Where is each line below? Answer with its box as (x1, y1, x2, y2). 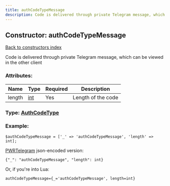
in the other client (5, 59, 42, 66)
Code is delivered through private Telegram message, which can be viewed (5, 54, 164, 60)
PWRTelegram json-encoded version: (5, 147, 84, 154)
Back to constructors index (5, 44, 62, 51)
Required (45, 85, 68, 92)
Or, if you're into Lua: (5, 166, 49, 172)
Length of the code (73, 94, 119, 101)
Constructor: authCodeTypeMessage (5, 31, 126, 40)
